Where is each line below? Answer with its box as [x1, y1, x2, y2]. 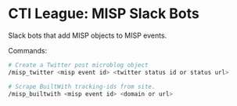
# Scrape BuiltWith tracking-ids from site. [8, 82, 156, 90]
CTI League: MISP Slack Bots [8, 5, 199, 23]
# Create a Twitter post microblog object [8, 60, 149, 69]
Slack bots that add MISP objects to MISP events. [8, 31, 167, 40]
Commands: [8, 46, 48, 55]
